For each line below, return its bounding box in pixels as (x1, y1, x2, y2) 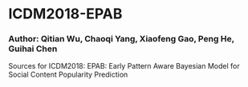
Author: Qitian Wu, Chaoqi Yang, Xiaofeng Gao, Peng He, (8, 34, 234, 45)
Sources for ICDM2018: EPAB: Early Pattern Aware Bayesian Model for (8, 61, 240, 71)
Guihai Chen (8, 43, 58, 54)
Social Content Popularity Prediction (8, 69, 128, 80)
